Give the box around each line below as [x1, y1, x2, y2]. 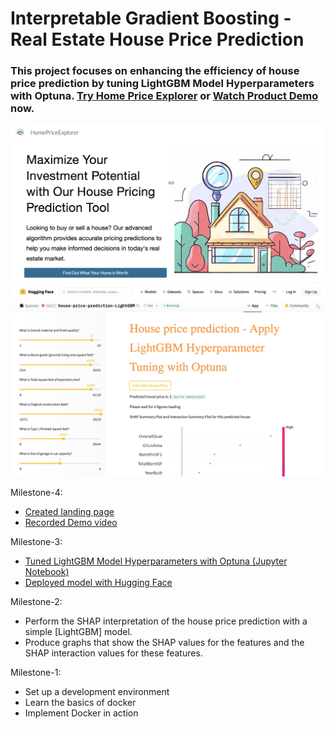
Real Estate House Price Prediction [10, 28, 305, 51]
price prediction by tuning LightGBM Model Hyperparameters [10, 77, 315, 91]
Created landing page [24, 506, 115, 518]
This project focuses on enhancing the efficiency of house [10, 64, 300, 78]
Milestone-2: [10, 596, 63, 608]
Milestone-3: [10, 536, 63, 548]
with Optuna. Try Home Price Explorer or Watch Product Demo [10, 89, 319, 103]
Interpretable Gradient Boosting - [10, 7, 292, 30]
